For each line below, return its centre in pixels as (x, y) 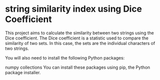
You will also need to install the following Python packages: (65, 58)
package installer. (23, 72)
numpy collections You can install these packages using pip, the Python (78, 67)
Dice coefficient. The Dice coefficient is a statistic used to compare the (77, 38)
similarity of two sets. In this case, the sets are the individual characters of (80, 43)
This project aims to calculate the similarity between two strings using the (80, 33)
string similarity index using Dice (74, 9)
